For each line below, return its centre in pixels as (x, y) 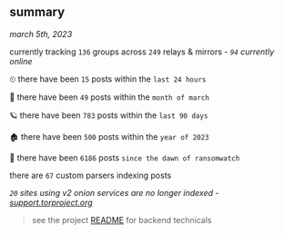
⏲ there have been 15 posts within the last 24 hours (108, 79)
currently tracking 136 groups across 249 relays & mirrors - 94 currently (142, 52)
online (21, 61)
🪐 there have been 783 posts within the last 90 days (109, 115)
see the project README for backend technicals (122, 219)
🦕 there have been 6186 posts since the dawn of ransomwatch (125, 157)
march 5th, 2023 (41, 34)
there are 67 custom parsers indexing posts (91, 175)
